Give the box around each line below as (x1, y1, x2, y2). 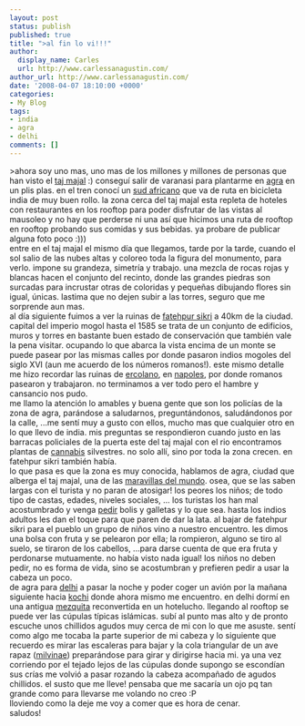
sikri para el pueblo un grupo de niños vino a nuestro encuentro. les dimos (9, 523, 289, 534)
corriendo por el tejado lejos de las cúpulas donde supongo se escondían (9, 659, 285, 670)
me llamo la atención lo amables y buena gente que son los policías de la (9, 397, 283, 408)
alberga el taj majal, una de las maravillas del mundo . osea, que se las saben (9, 475, 296, 486)
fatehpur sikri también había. (9, 455, 117, 466)
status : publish (9, 22, 71, 31)
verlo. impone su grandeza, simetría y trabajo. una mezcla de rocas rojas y (9, 261, 290, 273)
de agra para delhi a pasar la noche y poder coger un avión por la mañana (9, 581, 288, 592)
